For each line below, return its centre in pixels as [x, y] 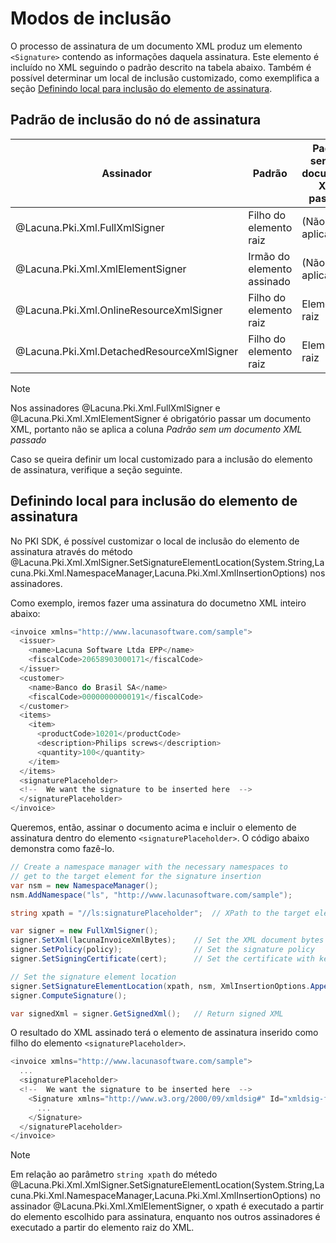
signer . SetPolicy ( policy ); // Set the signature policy [162, 950]
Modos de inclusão [91, 18]
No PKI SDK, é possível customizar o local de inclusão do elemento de [155, 541]
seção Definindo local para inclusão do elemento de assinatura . [141, 88]
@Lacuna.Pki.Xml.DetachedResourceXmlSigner [127, 351]
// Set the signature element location [93, 977]
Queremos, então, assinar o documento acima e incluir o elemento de [153, 828]
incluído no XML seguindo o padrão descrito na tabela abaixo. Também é [161, 67]
